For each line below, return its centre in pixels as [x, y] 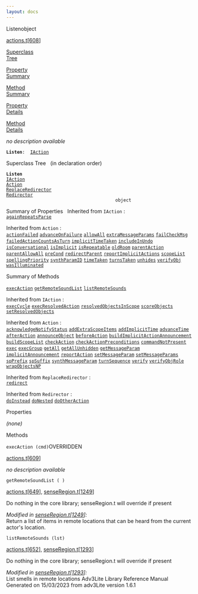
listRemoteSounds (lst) [36, 538]
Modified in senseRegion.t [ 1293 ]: [47, 572]
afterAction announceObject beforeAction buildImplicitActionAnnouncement [99, 335]
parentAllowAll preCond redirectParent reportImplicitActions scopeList [96, 254]
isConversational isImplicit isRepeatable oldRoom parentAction [85, 247]
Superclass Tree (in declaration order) [54, 163]
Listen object [21, 29]
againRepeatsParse [29, 217]
